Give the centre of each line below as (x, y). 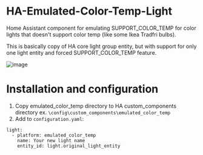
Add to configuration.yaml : (49, 119)
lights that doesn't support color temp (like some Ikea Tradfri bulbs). (92, 34)
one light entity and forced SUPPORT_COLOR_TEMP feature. (82, 52)
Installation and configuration (82, 89)
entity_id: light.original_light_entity (69, 146)
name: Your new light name (51, 140)
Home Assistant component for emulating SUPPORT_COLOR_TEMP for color (101, 28)
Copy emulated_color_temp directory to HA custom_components (96, 106)
